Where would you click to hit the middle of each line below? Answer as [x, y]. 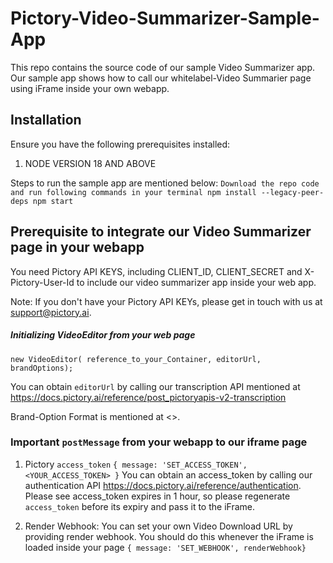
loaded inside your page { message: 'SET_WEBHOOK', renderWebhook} [165, 547]
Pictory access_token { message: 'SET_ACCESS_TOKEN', [136, 464]
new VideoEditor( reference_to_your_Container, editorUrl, [136, 359]
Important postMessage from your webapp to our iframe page [159, 442]
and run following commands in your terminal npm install [133, 192]
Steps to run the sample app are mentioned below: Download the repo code [165, 183]
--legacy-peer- [292, 192]
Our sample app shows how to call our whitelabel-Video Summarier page [161, 78]
